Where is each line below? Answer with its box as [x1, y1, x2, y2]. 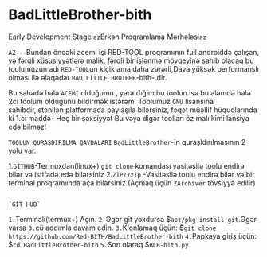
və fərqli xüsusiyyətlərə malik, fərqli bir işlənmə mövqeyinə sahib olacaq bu [8, 56, 254, 65]
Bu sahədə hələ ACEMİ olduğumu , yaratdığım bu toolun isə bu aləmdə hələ [8, 88, 251, 97]
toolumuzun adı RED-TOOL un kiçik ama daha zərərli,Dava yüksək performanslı [8, 64, 259, 73]
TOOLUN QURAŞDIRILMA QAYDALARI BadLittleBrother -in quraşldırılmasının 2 [8, 137, 246, 146]
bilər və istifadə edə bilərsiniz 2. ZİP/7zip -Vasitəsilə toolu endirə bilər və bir [8, 169, 255, 179]
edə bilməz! [8, 122, 47, 131]
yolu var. [8, 146, 37, 155]
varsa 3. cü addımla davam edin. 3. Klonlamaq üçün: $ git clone [8, 223, 217, 232]
